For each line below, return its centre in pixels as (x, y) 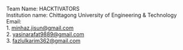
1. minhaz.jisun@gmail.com (40, 28)
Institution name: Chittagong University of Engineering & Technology (91, 15)
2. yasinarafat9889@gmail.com (45, 34)
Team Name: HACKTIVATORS (43, 9)
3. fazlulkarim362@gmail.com (43, 41)
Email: (14, 21)
